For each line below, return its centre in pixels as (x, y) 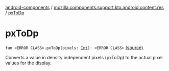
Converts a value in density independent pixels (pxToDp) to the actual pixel (84, 57)
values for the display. (29, 63)
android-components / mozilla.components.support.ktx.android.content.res (85, 7)
